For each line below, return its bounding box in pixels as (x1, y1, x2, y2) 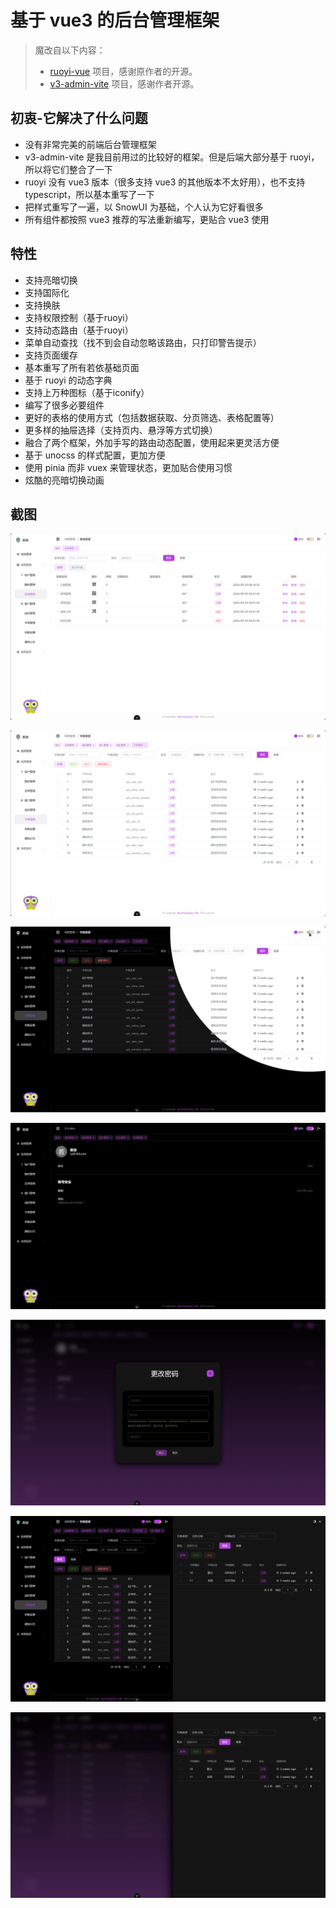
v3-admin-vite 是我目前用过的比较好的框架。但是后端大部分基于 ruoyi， (24, 151, 320, 163)
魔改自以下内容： (34, 44, 106, 56)
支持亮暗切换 (24, 274, 78, 286)
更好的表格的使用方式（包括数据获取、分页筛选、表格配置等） (24, 411, 280, 423)
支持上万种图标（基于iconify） (24, 386, 150, 398)
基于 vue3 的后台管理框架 (10, 9, 220, 32)
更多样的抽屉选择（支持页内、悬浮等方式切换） (24, 424, 218, 436)
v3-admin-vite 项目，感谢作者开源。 (49, 77, 200, 90)
